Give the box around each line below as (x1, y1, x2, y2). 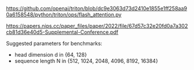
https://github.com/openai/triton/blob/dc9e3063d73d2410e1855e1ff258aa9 (6, 5, 188, 12)
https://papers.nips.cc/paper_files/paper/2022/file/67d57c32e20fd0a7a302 (6, 23, 188, 29)
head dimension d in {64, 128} (14, 51, 87, 58)
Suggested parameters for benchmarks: (6, 40, 102, 47)
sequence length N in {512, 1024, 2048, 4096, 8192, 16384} (14, 58, 158, 64)
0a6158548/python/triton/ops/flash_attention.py (6, 11, 122, 18)
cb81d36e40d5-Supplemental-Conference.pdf (6, 29, 119, 36)
